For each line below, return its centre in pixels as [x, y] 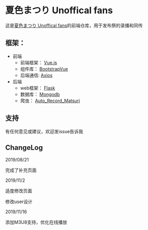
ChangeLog [24, 147]
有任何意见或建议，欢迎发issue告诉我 [44, 131]
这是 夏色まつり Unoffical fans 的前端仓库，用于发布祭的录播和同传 [74, 25]
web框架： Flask [38, 88]
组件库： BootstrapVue [44, 69]
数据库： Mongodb [40, 94]
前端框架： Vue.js [39, 62]
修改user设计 [19, 202]
